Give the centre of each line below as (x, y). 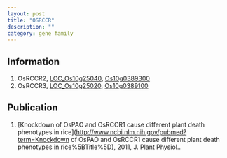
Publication (33, 108)
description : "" (31, 27)
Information (34, 61)
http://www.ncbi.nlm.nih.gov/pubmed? (131, 132)
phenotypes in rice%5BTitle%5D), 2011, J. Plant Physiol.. (99, 147)
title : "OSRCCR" (31, 20)
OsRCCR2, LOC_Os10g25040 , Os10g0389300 (84, 78)
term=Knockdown (43, 139)
